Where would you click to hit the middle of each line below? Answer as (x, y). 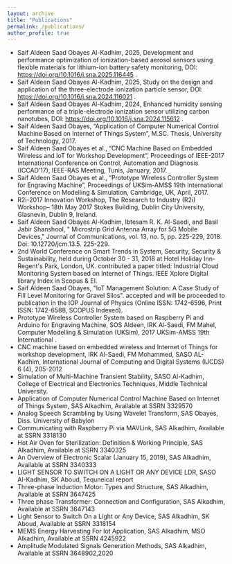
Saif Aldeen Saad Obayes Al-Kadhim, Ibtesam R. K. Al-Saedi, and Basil (117, 222)
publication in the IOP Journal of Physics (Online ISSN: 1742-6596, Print (119, 303)
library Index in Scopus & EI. (57, 281)
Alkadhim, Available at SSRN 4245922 (72, 538)
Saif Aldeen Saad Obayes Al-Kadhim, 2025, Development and (105, 53)
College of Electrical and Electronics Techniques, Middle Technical (112, 384)
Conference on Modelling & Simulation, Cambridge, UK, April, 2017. (113, 193)
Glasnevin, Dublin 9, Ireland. (57, 215)
